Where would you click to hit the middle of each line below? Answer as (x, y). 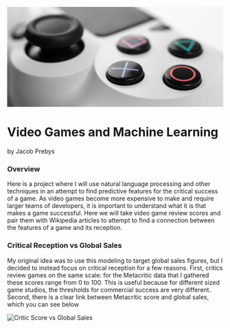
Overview (24, 169)
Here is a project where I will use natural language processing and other (109, 184)
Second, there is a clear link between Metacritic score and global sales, (108, 297)
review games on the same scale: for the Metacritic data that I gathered (108, 275)
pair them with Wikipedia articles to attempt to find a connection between (111, 220)
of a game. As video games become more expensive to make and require (111, 198)
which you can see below (43, 304)
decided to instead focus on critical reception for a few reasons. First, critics (115, 268)
